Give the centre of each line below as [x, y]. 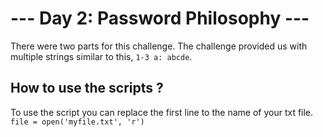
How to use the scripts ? [87, 88]
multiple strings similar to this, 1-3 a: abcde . [101, 56]
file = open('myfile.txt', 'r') [77, 122]
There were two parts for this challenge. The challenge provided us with [159, 46]
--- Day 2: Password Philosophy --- [160, 18]
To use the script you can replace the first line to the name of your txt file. [162, 112]
